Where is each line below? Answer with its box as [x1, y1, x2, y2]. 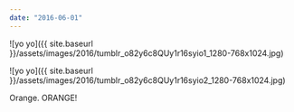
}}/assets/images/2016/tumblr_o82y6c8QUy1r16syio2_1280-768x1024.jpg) [9, 74, 287, 86]
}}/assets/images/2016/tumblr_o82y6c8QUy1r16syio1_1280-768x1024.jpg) [9, 47, 284, 59]
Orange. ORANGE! [9, 92, 78, 103]
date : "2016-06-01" [9, 13, 83, 23]
